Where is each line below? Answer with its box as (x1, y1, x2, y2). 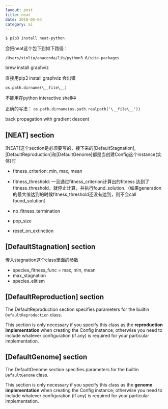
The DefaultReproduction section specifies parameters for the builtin (5, 306, 149, 312)
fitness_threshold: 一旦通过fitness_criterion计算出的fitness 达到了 (12, 178, 150, 185)
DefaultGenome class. (5, 372, 49, 378)
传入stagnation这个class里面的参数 (5, 257, 79, 263)
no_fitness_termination (12, 208, 61, 214)
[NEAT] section (5, 131, 54, 140)
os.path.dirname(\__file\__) (5, 85, 67, 90)
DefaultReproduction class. (5, 311, 63, 317)
